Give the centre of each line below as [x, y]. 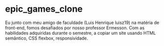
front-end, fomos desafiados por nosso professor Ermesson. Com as [75, 27]
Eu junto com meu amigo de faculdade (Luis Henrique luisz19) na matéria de [82, 23]
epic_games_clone [44, 9]
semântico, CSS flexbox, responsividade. [47, 38]
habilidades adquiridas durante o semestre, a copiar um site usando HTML [81, 33]
